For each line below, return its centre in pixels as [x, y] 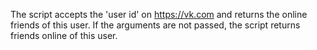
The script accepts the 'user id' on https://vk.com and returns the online [159, 14]
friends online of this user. [64, 35]
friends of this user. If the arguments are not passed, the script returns [155, 25]
